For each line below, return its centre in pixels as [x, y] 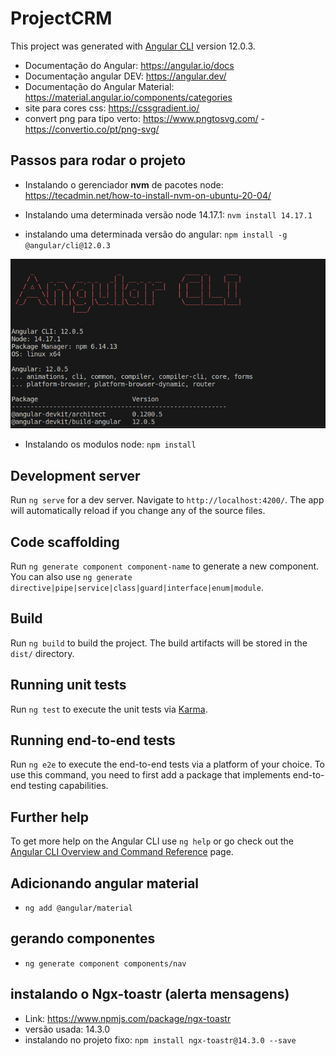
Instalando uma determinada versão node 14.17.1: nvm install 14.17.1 [168, 214]
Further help [50, 817]
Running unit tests [68, 685]
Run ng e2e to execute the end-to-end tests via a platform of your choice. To [168, 764]
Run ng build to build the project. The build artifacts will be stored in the [159, 643]
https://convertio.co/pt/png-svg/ [92, 129]
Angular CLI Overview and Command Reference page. [122, 852]
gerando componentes [83, 938]
